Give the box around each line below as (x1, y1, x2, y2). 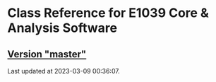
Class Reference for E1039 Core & (7, 5, 210, 21)
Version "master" (7, 48, 87, 60)
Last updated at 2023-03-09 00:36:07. (7, 67, 120, 75)
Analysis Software (7, 20, 118, 36)
